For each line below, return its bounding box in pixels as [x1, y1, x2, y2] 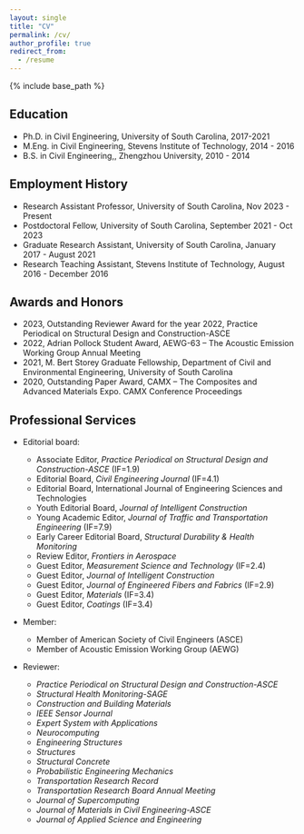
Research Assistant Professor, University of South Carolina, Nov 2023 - [22, 201, 290, 212]
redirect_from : [9, 47, 67, 56]
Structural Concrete [35, 756, 111, 768]
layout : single [9, 13, 67, 23]
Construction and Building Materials [35, 699, 172, 710]
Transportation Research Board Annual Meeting [35, 785, 216, 796]
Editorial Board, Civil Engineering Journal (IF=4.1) [35, 473, 220, 484]
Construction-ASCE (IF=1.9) [35, 464, 141, 475]
